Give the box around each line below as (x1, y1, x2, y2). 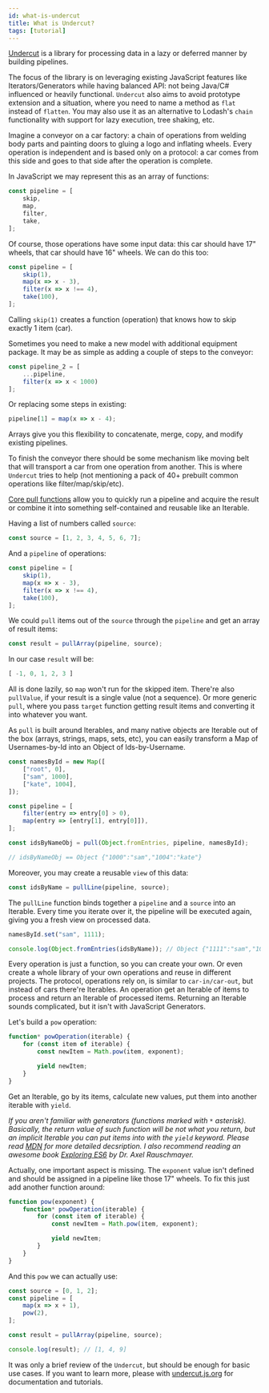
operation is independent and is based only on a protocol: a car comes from (8, 147, 259, 157)
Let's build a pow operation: (8, 1017, 98, 1027)
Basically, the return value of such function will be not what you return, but (8, 1124, 256, 1133)
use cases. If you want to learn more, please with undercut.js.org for (8, 1368, 234, 1378)
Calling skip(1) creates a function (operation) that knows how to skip (8, 314, 236, 324)
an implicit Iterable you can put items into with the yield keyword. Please (8, 1133, 250, 1142)
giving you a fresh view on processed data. (8, 915, 151, 924)
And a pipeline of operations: (8, 549, 106, 558)
